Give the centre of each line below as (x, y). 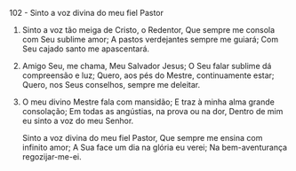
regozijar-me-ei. (52, 157)
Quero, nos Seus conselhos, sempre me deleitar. (111, 85)
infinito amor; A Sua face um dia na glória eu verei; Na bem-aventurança (154, 147)
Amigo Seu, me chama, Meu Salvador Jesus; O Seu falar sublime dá (147, 66)
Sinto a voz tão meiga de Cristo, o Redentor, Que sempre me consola (148, 30)
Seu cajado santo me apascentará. (85, 49)
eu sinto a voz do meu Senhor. (78, 120)
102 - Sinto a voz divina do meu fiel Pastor (87, 13)
